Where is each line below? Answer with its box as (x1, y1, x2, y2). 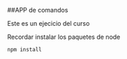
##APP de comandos (7, 6, 68, 14)
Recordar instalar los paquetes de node (7, 33, 121, 41)
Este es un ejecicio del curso (7, 19, 90, 27)
